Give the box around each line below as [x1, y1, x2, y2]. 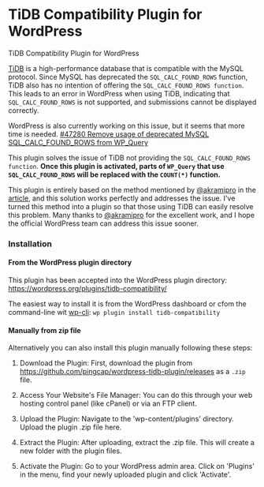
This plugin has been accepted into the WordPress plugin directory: [8, 275, 227, 285]
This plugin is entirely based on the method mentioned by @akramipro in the [8, 185, 256, 194]
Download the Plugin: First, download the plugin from [19, 358, 193, 368]
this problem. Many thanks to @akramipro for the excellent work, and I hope [8, 210, 255, 219]
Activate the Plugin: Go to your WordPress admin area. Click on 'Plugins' [19, 462, 255, 471]
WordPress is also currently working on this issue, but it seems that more [8, 121, 246, 130]
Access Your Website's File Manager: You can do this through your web [19, 391, 253, 400]
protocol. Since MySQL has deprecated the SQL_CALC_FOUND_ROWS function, [8, 72, 248, 81]
